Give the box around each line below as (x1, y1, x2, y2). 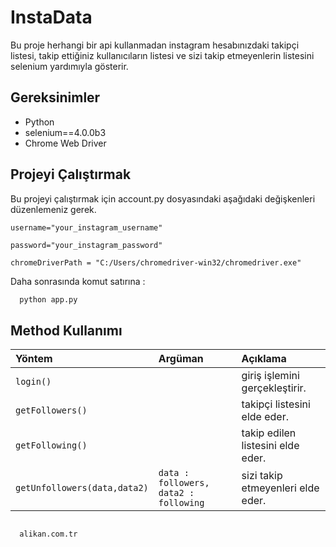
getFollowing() (15, 440, 88, 451)
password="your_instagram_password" (10, 240, 163, 250)
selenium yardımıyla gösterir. (10, 60, 129, 72)
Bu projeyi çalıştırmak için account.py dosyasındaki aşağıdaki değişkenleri (10, 192, 316, 205)
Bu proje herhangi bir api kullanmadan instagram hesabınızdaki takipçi (10, 39, 300, 51)
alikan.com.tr (19, 529, 78, 539)
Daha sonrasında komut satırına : (10, 275, 146, 287)
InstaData (10, 6, 93, 29)
